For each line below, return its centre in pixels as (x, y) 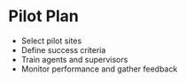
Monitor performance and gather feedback (99, 69)
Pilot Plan (43, 16)
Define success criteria (63, 49)
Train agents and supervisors (74, 59)
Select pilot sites (51, 41)
